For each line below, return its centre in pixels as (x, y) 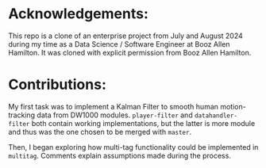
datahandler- (216, 116)
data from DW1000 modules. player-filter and (115, 115)
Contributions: (58, 85)
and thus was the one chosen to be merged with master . (100, 132)
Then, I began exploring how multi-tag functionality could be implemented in (133, 147)
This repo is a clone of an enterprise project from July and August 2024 (126, 36)
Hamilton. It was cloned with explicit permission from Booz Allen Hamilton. (130, 52)
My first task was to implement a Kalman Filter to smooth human (114, 106)
